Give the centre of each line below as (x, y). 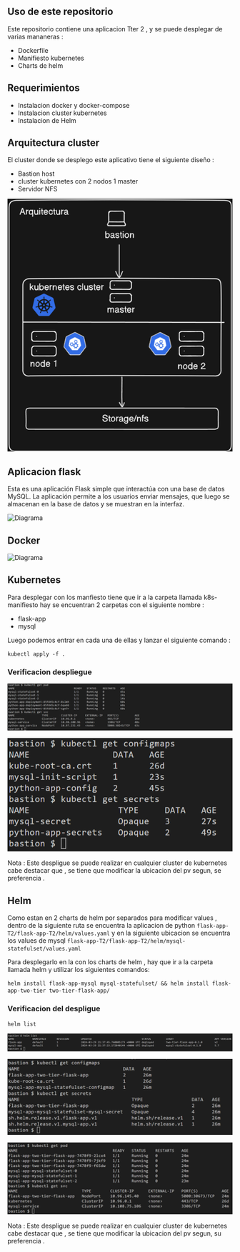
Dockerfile (33, 50)
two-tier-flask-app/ (80, 991)
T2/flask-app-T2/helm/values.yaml (59, 934)
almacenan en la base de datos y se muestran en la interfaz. (96, 504)
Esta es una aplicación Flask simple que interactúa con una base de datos (116, 489)
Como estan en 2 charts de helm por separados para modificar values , (112, 918)
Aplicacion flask (44, 472)
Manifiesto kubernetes (51, 58)
